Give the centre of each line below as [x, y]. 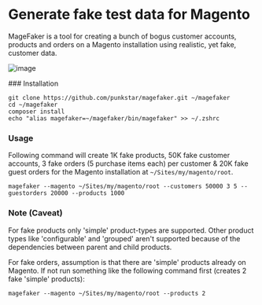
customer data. [33, 53]
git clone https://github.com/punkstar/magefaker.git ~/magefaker [119, 97]
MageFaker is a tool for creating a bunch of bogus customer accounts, [122, 36]
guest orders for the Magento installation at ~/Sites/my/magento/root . [121, 172]
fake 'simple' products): [46, 279]
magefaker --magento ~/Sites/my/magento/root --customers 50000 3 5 [123, 186]
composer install [37, 112]
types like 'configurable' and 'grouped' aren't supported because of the [124, 238]
